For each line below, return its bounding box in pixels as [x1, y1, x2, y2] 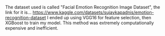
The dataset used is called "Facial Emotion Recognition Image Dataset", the [5, 4, 160, 10]
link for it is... [5, 9, 31, 15]
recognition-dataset [5, 15, 46, 20]
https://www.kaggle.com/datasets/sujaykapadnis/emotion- [32, 9, 154, 15]
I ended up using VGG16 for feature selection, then [46, 15, 151, 20]
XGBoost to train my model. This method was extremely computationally [5, 20, 154, 26]
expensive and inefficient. [5, 25, 58, 31]
